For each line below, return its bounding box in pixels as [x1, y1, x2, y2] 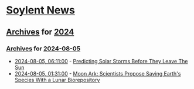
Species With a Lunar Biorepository [14, 76, 100, 83]
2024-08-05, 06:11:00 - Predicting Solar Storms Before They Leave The [14, 57, 188, 64]
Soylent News [6, 4, 75, 17]
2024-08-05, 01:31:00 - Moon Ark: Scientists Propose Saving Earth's [14, 70, 181, 77]
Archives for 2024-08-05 [6, 44, 81, 53]
